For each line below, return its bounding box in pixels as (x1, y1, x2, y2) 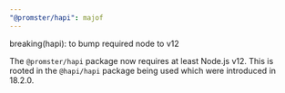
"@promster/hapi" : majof (9, 13, 104, 23)
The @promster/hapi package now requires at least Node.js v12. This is (9, 55, 274, 66)
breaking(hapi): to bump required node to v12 (9, 38, 179, 49)
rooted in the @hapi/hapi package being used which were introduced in (9, 65, 276, 76)
